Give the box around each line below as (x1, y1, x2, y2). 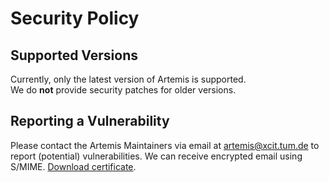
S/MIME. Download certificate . (10, 160, 137, 172)
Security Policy (10, 7, 140, 30)
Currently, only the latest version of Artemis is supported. (10, 73, 247, 85)
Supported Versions (10, 47, 138, 64)
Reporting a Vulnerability (10, 113, 170, 130)
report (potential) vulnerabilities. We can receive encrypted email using (10, 150, 303, 162)
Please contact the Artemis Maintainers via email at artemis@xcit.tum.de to (10, 139, 320, 151)
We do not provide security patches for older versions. (10, 84, 237, 96)
